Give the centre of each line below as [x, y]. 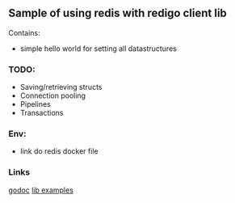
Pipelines [35, 104]
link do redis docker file [59, 151]
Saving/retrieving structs [61, 87]
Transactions [42, 113]
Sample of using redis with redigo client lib [118, 13]
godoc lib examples [41, 190]
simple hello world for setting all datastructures [99, 49]
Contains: [24, 32]
